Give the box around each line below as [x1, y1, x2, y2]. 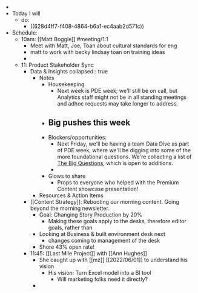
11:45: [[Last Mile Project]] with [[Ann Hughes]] [30, 249, 147, 257]
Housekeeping [48, 81, 85, 88]
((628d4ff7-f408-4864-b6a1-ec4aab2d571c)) [30, 22, 144, 30]
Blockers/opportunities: [48, 133, 107, 141]
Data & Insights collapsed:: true [30, 68, 108, 75]
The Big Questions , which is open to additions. [57, 159, 174, 167]
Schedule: [12, 29, 38, 36]
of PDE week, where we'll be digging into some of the [57, 146, 191, 153]
